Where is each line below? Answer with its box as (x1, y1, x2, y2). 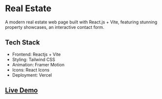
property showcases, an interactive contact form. (5, 24, 104, 30)
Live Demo (5, 86, 38, 95)
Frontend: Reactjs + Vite (12, 51, 61, 57)
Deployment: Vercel (12, 72, 52, 78)
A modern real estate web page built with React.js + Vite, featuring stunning (5, 19, 158, 25)
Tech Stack (5, 39, 40, 47)
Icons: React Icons (12, 67, 50, 73)
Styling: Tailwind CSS (12, 57, 55, 62)
